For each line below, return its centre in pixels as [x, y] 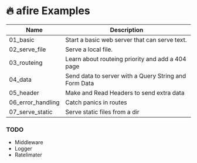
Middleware [29, 142]
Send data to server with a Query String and [126, 76]
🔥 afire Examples [48, 11]
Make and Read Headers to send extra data [125, 92]
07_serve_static [31, 112]
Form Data [80, 83]
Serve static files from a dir [102, 112]
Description [127, 29]
